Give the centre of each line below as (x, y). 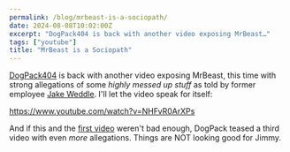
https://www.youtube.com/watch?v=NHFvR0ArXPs (102, 111)
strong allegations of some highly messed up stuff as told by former (133, 85)
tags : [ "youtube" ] (43, 42)
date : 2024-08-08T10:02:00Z (61, 26)
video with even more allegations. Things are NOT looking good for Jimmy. (145, 138)
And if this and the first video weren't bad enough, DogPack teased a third (145, 128)
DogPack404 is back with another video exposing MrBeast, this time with (143, 75)
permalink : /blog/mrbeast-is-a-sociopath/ (88, 17)
